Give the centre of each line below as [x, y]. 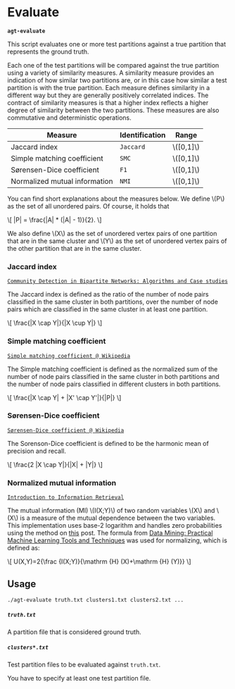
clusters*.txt [28, 647]
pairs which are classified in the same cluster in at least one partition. [108, 309]
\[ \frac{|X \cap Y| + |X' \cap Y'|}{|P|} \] [64, 397]
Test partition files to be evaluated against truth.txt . [84, 664]
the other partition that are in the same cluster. [75, 248]
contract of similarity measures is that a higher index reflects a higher [108, 102]
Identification [142, 135]
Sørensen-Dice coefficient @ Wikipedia [66, 430]
